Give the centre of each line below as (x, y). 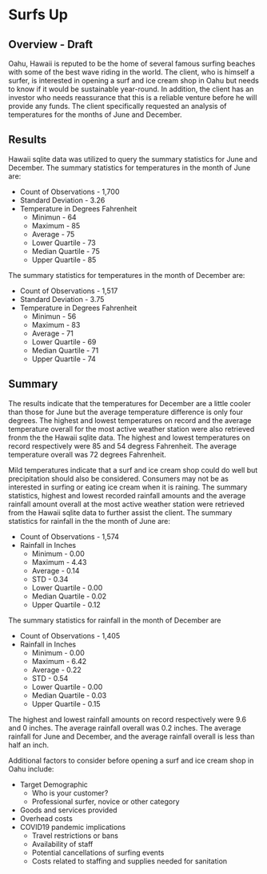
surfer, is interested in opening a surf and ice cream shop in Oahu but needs (134, 81)
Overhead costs (46, 818)
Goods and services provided (68, 810)
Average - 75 (53, 234)
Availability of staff (62, 844)
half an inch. (29, 745)
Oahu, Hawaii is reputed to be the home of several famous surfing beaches (132, 63)
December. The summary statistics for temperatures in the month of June (130, 167)
